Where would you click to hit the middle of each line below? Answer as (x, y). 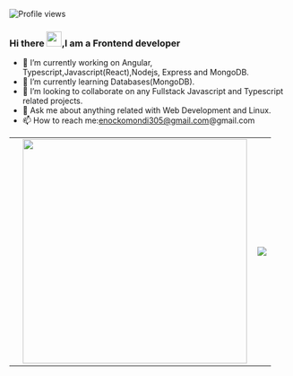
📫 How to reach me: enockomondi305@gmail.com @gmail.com (138, 120)
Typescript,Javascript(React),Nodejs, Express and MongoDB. (135, 73)
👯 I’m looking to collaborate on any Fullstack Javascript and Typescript (153, 92)
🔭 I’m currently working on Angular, (87, 63)
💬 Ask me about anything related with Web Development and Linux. (146, 110)
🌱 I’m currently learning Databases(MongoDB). (108, 82)
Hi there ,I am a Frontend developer (95, 43)
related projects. (52, 101)
